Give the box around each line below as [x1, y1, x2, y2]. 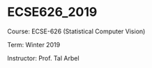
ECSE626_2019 [7, 4, 98, 20]
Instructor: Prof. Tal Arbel [7, 53, 79, 62]
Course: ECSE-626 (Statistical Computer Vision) [7, 27, 146, 35]
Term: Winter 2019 [7, 40, 61, 49]
